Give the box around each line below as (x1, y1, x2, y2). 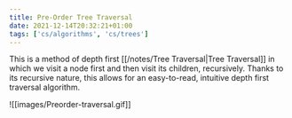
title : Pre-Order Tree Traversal (9, 12, 133, 22)
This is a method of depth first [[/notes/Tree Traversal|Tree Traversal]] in (9, 54, 275, 65)
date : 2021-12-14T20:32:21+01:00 (9, 21, 133, 30)
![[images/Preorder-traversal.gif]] (9, 99, 131, 110)
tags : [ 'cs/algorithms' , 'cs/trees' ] (9, 29, 149, 38)
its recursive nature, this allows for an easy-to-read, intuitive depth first (9, 73, 269, 83)
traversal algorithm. (9, 82, 81, 93)
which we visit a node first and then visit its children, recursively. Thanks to (9, 63, 284, 74)
